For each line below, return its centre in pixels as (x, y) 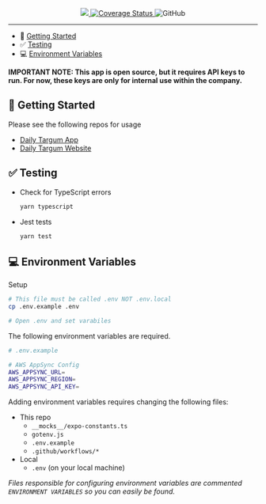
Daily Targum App (49, 139)
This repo (35, 417)
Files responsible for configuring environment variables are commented (125, 483)
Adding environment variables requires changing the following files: (118, 402)
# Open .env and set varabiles (60, 320)
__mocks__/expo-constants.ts (80, 426)
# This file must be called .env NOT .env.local (90, 299)
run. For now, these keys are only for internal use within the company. (125, 80)
